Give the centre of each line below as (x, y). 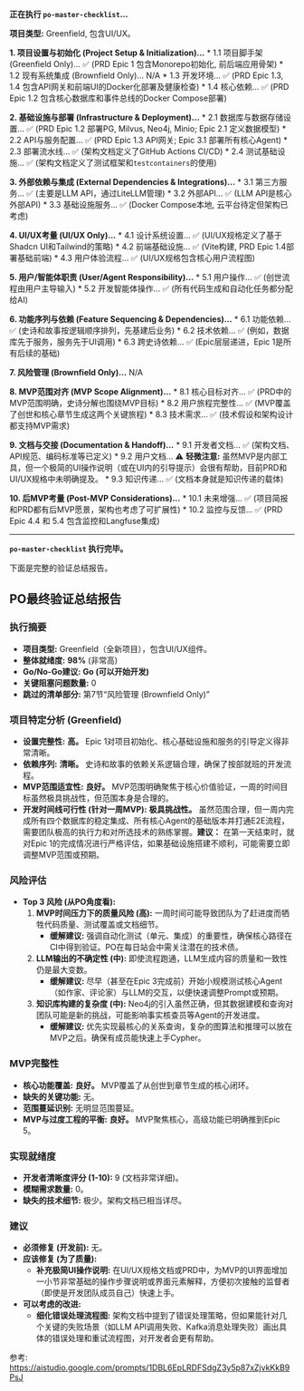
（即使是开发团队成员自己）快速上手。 (107, 1293)
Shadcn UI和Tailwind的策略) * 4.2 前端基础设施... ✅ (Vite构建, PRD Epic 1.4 (148, 247)
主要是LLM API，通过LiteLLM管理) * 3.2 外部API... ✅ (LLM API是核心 (165, 193)
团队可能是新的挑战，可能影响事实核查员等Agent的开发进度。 (150, 1016)
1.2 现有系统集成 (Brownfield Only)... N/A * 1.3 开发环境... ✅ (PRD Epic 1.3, (147, 75)
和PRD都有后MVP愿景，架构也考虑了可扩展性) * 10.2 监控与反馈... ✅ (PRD (146, 510)
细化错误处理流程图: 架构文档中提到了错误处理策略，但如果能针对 (157, 1316)
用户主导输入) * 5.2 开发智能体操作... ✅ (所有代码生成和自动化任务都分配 (159, 288)
